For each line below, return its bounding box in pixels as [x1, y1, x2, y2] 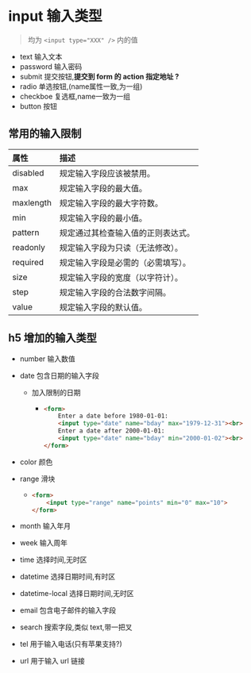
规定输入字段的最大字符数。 [59, 198, 163, 209]
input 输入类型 [8, 7, 102, 25]
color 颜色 [19, 457, 53, 467]
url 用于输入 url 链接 [19, 656, 85, 666]
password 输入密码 [19, 61, 83, 71]
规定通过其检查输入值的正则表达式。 [59, 227, 195, 238]
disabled [12, 167, 44, 179]
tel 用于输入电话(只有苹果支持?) [19, 640, 123, 649]
